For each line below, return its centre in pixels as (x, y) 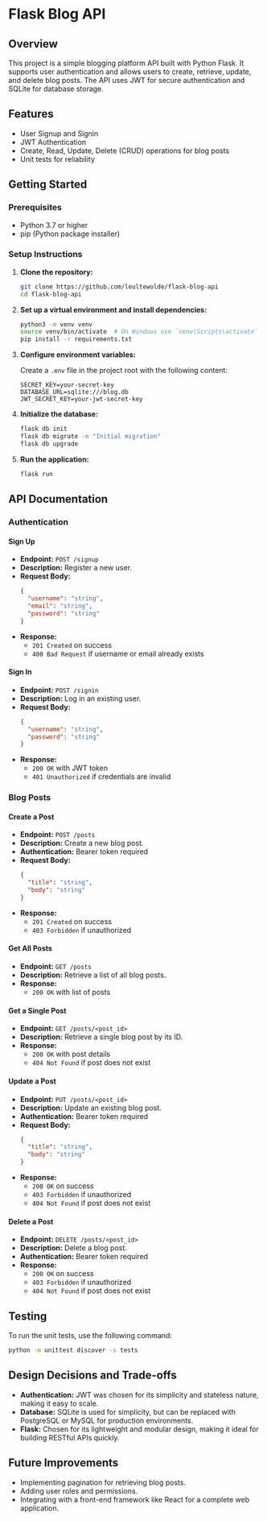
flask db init (43, 429)
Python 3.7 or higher (54, 225)
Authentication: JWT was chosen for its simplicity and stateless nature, (139, 1395)
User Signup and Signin (59, 133)
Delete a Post (31, 1221)
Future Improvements (64, 1463)
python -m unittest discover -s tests (73, 1350)
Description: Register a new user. (76, 568)
